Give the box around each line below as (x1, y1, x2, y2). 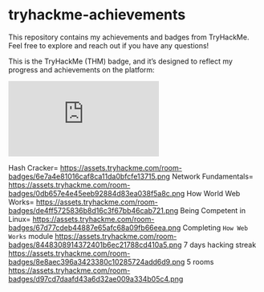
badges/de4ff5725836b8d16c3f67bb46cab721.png (8, 205, 179, 215)
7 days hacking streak (183, 240, 257, 249)
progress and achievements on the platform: (8, 64, 155, 74)
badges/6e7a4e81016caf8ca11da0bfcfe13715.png (8, 171, 171, 181)
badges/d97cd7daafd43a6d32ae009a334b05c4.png (8, 273, 184, 283)
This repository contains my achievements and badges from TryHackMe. (8, 32, 250, 42)
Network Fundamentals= (172, 171, 254, 181)
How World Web (186, 188, 241, 198)
